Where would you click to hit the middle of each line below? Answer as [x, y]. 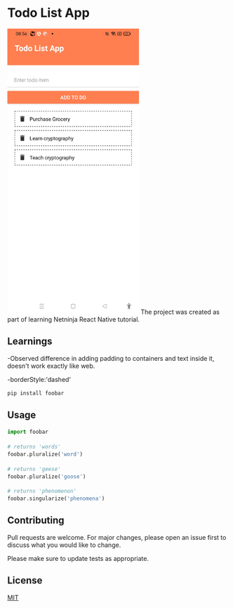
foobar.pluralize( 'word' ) [45, 454]
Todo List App [48, 13]
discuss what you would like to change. [64, 545]
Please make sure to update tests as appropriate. [78, 558]
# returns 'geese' [34, 469]
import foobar [28, 432]
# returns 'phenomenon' [42, 491]
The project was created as [180, 312]
